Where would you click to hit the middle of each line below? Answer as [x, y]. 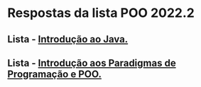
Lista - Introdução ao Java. [68, 39]
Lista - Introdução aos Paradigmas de [92, 63]
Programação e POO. [54, 74]
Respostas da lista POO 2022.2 [101, 13]
